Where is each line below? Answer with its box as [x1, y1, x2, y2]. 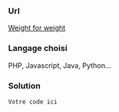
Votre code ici [8, 98, 58, 106]
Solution [8, 80, 41, 91]
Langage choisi [8, 43, 68, 54]
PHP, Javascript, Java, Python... [8, 60, 112, 70]
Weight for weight [8, 23, 66, 33]
